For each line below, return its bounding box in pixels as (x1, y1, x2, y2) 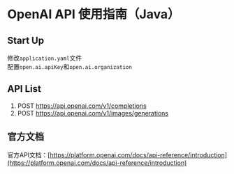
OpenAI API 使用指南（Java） (7, 6, 180, 22)
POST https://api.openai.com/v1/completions (17, 102, 147, 110)
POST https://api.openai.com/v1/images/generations (17, 109, 169, 117)
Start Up (7, 34, 44, 46)
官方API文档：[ (7, 150, 50, 159)
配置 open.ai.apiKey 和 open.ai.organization (7, 63, 133, 70)
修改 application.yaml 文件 (7, 54, 82, 62)
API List (7, 83, 42, 95)
